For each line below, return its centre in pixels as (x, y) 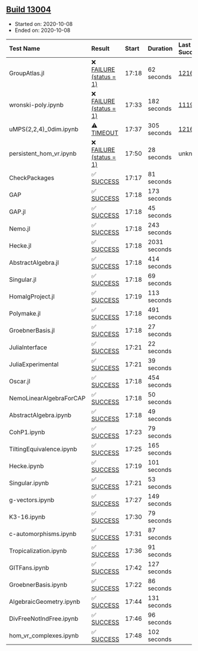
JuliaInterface (28, 347)
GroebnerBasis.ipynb (38, 584)
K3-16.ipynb (27, 517)
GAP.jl (17, 212)
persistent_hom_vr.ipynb (43, 153)
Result (100, 48)
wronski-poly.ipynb (36, 104)
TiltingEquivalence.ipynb (43, 449)
